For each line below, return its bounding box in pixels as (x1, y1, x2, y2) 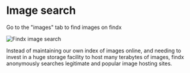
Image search (6, 4, 77, 17)
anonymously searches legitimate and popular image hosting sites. (6, 60, 173, 67)
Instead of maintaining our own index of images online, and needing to (6, 46, 182, 54)
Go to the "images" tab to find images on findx (6, 24, 122, 31)
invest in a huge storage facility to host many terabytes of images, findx (6, 53, 185, 60)
